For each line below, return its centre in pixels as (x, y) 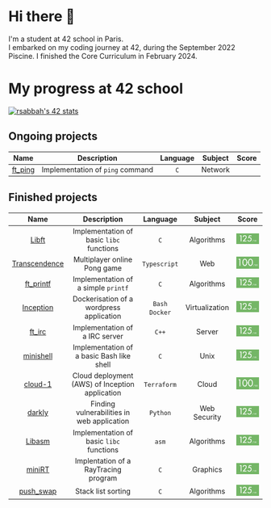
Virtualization (207, 308)
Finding (102, 404)
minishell (38, 355)
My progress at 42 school (96, 89)
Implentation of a (103, 460)
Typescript (161, 264)
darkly (38, 413)
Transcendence (38, 264)
